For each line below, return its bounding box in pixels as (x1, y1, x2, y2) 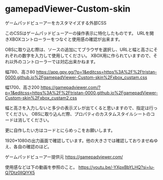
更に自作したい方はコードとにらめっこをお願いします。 (5, 127, 115, 133)
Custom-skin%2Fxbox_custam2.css (5, 95, 77, 101)
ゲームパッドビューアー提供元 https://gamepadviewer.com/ (5, 154, 123, 160)
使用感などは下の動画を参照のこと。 (5, 164, 78, 170)
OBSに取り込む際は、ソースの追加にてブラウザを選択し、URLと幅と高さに (5, 46, 154, 52)
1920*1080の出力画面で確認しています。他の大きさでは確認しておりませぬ (5, 137, 154, 143)
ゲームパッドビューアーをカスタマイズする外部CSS (5, 20, 107, 26)
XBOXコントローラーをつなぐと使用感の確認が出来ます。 (9, 36, 123, 42)
